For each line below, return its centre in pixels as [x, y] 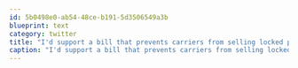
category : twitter [43, 34]
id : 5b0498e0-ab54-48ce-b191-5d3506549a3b [89, 17]
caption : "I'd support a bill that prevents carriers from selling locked [150, 50]
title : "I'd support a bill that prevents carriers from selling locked [146, 42]
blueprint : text [39, 26]
